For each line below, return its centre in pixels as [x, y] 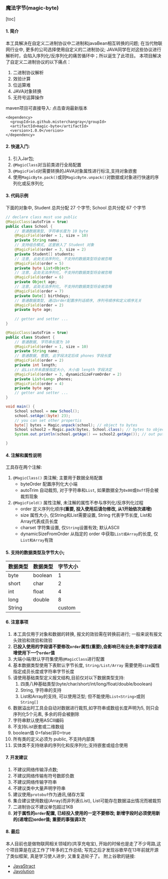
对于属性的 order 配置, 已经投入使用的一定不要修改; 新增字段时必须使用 [84, 813]
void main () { [20, 407]
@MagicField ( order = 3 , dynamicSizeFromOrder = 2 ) [68, 374]
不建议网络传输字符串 [35, 782]
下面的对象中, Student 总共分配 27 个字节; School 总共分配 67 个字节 [76, 207]
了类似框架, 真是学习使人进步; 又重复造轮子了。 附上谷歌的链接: [71, 856]
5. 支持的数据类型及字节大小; [35, 552]
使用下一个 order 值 [36, 653]
